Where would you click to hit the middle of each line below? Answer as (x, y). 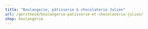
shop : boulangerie (24, 19)
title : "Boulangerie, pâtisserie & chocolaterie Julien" (65, 10)
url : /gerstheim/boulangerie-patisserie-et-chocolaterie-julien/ (74, 14)
